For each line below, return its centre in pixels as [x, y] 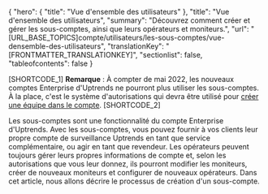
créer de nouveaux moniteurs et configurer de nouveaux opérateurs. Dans [133, 172]
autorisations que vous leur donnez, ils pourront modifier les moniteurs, [128, 164]
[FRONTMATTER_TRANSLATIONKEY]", [73, 55]
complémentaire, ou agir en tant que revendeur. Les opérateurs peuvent [129, 147]
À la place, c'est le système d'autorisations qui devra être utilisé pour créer [134, 96]
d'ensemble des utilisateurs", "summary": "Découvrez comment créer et [129, 20]
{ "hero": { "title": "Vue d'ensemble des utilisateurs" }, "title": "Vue [119, 12]
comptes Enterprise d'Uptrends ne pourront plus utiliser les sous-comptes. [134, 88]
